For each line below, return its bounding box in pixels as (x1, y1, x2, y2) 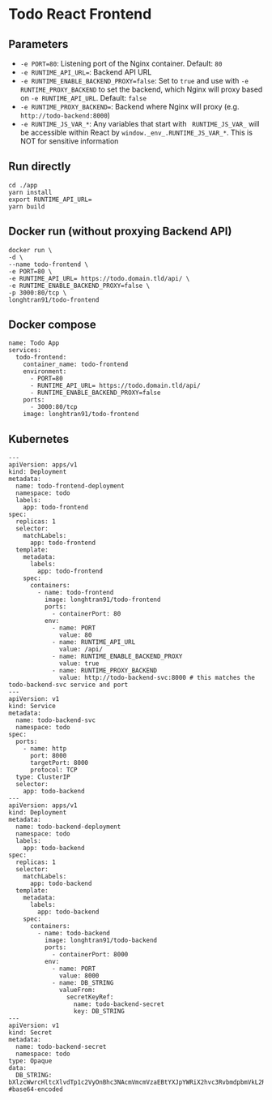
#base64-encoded (8, 1085, 63, 1094)
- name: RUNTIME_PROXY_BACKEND (51, 667, 158, 675)
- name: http (23, 745, 67, 753)
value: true (59, 660, 100, 668)
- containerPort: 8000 (51, 951, 129, 959)
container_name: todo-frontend (23, 360, 129, 369)
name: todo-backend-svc (15, 716, 96, 724)
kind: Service (8, 703, 57, 711)
